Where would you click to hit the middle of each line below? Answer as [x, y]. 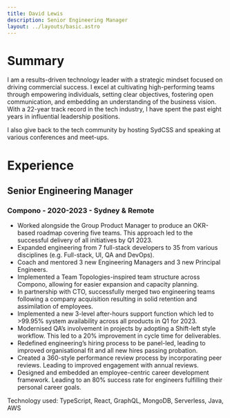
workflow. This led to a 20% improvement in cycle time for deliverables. [119, 336]
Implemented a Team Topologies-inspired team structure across [108, 277]
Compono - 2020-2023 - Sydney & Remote [81, 210]
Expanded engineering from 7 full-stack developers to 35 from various [117, 248]
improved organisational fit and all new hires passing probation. [107, 351]
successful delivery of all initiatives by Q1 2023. [85, 240]
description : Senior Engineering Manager [68, 20]
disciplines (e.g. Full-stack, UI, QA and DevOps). [86, 255]
